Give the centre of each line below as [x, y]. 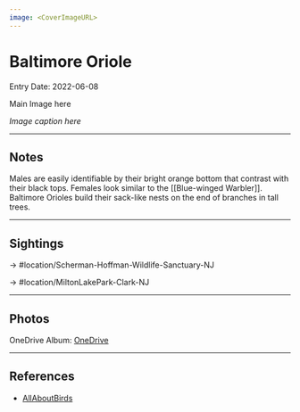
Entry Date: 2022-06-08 [54, 87]
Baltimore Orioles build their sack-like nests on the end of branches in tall [144, 198]
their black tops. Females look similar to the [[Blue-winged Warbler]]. [136, 188]
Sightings [37, 243]
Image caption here [46, 120]
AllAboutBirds [47, 398]
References [42, 377]
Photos [29, 319]
